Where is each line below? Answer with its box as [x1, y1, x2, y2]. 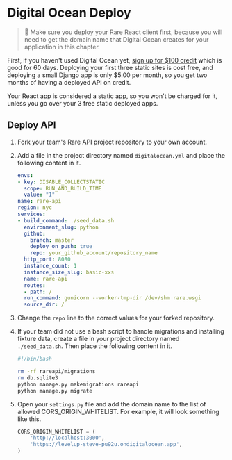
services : [17, 211, 47, 217]
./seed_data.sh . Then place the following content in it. [17, 342, 172, 350]
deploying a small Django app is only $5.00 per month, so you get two [7, 71, 208, 79]
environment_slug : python [24, 224, 99, 231]
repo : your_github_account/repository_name [30, 249, 158, 256]
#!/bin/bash [17, 356, 52, 363]
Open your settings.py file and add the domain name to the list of [17, 400, 206, 408]
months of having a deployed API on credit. [7, 78, 131, 86]
